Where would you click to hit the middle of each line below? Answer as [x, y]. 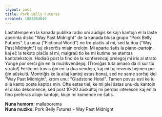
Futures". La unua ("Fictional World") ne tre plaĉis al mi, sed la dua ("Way [79, 43]
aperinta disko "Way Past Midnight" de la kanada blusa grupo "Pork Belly [79, 38]
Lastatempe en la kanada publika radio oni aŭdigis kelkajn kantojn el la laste [81, 33]
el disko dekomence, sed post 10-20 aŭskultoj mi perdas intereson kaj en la [81, 89]
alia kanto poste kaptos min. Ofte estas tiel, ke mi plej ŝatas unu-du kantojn [80, 84]
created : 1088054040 [26, 19]
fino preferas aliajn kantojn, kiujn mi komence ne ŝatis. [60, 95]
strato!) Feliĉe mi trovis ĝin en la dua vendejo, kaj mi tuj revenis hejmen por [80, 69]
